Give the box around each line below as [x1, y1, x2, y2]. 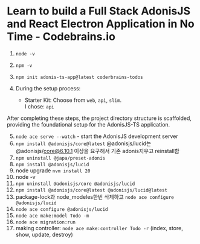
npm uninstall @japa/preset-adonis [15, 155, 106, 161]
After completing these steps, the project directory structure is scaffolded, [7, 114, 192, 122]
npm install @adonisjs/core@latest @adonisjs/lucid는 [15, 140, 152, 147]
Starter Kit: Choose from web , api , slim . [24, 96, 122, 104]
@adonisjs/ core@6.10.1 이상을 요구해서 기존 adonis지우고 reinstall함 [15, 147, 180, 154]
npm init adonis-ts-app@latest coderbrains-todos [15, 74, 144, 80]
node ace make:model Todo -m [15, 213, 89, 219]
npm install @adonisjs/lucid [15, 161, 89, 167]
